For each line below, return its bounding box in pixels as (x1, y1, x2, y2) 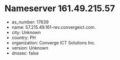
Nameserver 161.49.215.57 (4, 3, 115, 14)
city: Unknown (11, 29, 41, 35)
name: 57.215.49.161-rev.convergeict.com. (11, 24, 96, 30)
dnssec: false (11, 50, 39, 56)
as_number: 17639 (11, 19, 49, 25)
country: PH (11, 35, 36, 40)
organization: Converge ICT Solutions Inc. (11, 40, 96, 45)
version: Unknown (11, 45, 48, 51)
